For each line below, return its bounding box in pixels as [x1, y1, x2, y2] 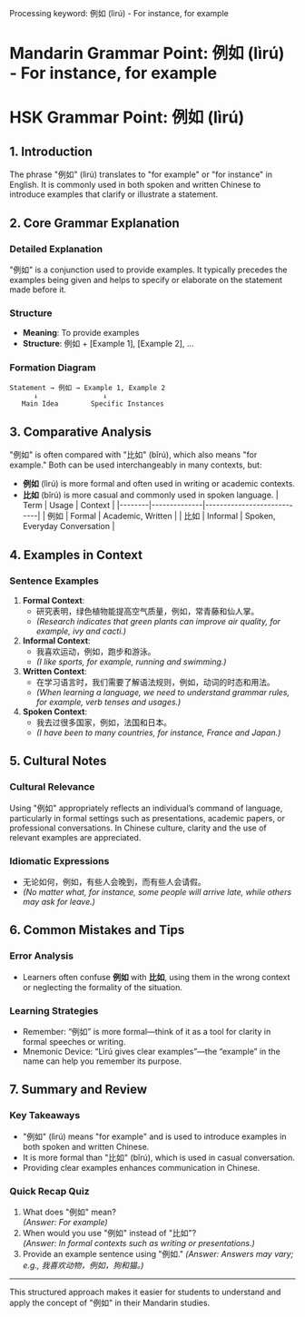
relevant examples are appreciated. [9, 831, 142, 842]
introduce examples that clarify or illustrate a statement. [9, 189, 219, 200]
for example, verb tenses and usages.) [35, 696, 182, 707]
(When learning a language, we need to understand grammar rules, [35, 686, 290, 697]
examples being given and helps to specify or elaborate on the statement [9, 274, 283, 285]
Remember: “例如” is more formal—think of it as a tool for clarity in [22, 1026, 271, 1037]
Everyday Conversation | [22, 521, 115, 532]
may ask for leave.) [22, 896, 95, 907]
